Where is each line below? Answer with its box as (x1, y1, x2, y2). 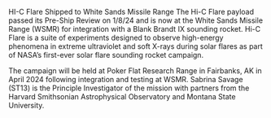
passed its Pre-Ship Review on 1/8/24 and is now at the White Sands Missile (8, 15, 263, 25)
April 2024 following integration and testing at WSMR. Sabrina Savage (8, 75, 243, 84)
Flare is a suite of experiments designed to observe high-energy (8, 33, 224, 42)
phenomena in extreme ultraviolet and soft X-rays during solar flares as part (8, 42, 263, 51)
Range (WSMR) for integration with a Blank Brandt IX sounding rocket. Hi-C (8, 24, 261, 33)
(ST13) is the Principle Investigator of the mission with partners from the (8, 83, 250, 93)
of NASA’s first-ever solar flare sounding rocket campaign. (8, 50, 204, 59)
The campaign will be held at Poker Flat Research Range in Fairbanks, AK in (8, 66, 262, 76)
